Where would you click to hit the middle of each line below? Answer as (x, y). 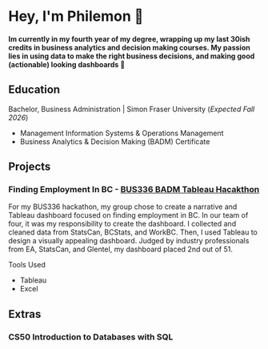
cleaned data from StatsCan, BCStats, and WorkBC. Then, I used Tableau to (133, 232)
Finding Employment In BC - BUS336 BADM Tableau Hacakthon (134, 189)
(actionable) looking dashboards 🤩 (67, 64)
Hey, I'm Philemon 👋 (76, 16)
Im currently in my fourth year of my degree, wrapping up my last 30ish (129, 38)
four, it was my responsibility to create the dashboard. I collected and (122, 224)
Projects (30, 166)
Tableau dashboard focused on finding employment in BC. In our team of (128, 215)
